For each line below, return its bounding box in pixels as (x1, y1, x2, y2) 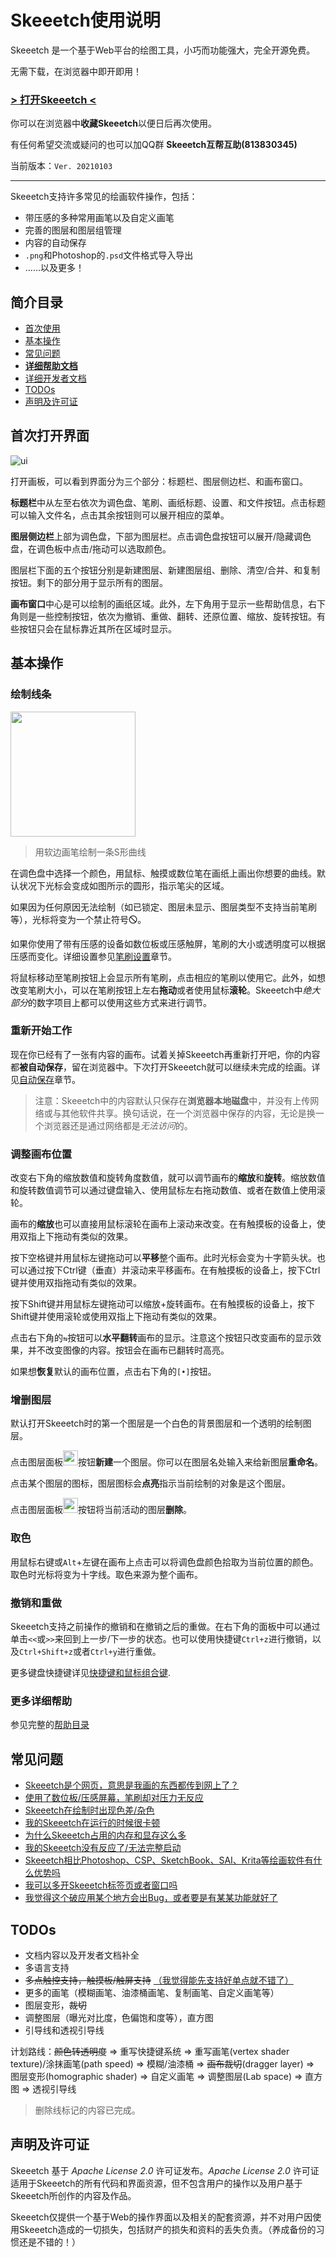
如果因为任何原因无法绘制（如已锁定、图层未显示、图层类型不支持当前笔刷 (10, 901, 317, 913)
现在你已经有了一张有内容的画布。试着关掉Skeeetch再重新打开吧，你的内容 (10, 1048, 321, 1060)
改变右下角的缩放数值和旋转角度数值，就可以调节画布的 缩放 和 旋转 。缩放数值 (10, 1172, 326, 1184)
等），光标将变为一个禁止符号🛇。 (10, 913, 147, 925)
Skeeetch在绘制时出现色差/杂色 (24, 1804, 155, 1816)
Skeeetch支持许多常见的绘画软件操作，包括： (10, 191, 198, 203)
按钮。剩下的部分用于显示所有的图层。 (10, 576, 168, 588)
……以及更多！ (24, 262, 85, 274)
